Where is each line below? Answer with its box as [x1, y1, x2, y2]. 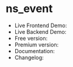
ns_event [5, 2, 53, 16]
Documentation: [14, 47, 55, 54]
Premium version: [14, 41, 59, 48]
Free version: [14, 34, 48, 42]
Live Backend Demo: [14, 28, 67, 35]
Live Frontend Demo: [14, 22, 68, 29]
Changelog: [14, 54, 44, 61]
